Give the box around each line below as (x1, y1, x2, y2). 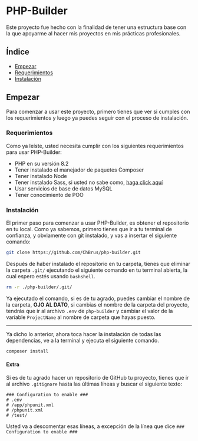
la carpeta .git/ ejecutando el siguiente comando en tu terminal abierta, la (6, 266, 188, 274)
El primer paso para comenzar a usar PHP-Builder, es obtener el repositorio (6, 219, 189, 226)
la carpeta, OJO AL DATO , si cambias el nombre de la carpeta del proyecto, (6, 301, 190, 308)
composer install (6, 348, 49, 354)
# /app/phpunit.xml (6, 402, 54, 408)
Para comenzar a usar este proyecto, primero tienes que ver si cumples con (6, 108, 190, 115)
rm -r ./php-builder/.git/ (6, 284, 72, 290)
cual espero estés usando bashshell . (6, 273, 95, 280)
